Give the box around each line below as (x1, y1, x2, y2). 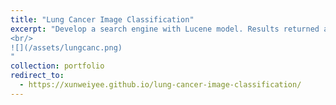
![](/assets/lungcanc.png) (10, 42, 123, 53)
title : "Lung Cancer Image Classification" (10, 14, 195, 25)
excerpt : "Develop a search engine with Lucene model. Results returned (10, 24, 320, 34)
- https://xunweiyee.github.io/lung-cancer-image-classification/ (19, 80, 302, 90)
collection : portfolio (10, 61, 105, 71)
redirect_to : (10, 71, 65, 81)
